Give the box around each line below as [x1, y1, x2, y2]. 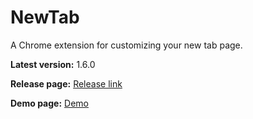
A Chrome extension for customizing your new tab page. [10, 39, 243, 51]
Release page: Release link [10, 77, 123, 90]
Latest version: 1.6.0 [10, 58, 96, 70]
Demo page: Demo [10, 97, 89, 109]
